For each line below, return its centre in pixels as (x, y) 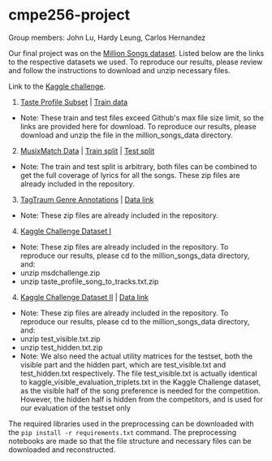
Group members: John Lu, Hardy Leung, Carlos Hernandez (107, 37)
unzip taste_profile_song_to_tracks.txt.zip (89, 281)
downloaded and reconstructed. (62, 450)
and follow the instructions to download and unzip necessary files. (119, 70)
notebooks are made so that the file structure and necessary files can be (130, 441)
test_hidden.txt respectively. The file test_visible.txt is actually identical (138, 373)
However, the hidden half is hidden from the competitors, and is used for (141, 399)
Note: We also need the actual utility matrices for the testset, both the (136, 356)
